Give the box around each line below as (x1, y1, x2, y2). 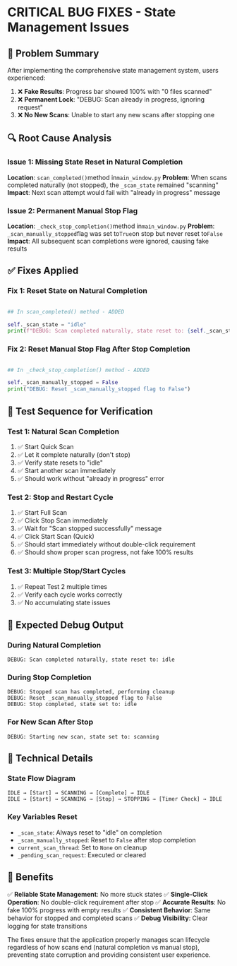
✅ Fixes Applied (7, 265, 79, 277)
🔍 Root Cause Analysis (7, 132, 111, 145)
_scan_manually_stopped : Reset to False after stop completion (17, 835, 196, 844)
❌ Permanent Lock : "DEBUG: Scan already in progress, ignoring (17, 95, 205, 103)
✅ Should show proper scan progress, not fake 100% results (17, 548, 194, 556)
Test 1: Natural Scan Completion (7, 427, 120, 436)
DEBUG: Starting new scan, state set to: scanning (7, 733, 159, 740)
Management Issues (7, 19, 129, 35)
